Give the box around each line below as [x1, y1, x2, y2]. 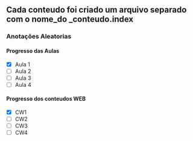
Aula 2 [14, 67, 31, 75]
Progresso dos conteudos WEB [6, 95, 86, 102]
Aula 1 [14, 60, 30, 68]
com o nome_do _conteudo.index [6, 14, 134, 25]
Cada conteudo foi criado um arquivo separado [6, 5, 187, 15]
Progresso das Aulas [6, 47, 60, 54]
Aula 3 [14, 74, 31, 81]
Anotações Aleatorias [6, 33, 72, 41]
